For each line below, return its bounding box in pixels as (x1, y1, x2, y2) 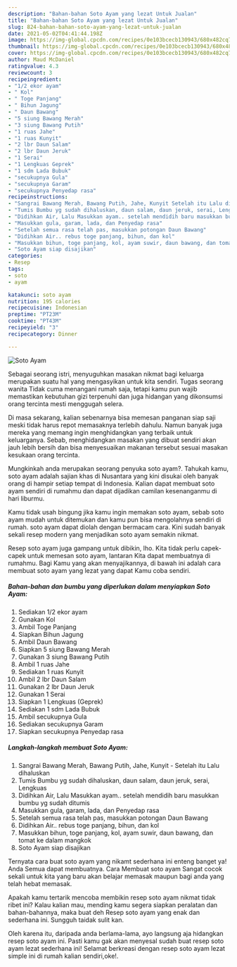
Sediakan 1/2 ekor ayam (18, 607, 88, 616)
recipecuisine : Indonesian (8, 304, 87, 312)
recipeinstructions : (8, 194, 69, 201)
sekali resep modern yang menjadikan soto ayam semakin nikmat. (8, 530, 199, 538)
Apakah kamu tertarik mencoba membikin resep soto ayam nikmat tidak (8, 893, 216, 902)
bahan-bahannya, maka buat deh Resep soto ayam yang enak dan (8, 908, 200, 916)
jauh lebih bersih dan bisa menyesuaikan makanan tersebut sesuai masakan (8, 443, 228, 451)
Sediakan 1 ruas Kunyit (18, 667, 84, 676)
